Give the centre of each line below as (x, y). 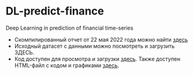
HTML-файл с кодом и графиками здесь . (67, 65)
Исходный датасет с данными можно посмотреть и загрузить (95, 46)
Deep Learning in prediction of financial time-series (70, 28)
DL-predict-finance (55, 11)
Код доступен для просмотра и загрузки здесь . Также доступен (97, 59)
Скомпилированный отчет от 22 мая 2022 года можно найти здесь (101, 39)
